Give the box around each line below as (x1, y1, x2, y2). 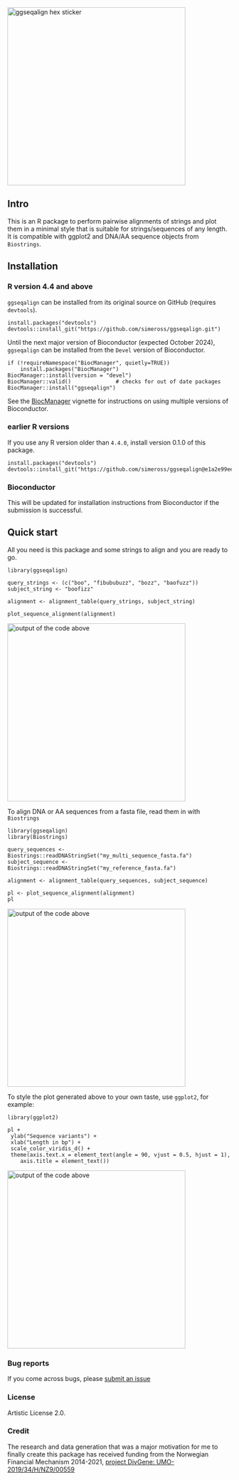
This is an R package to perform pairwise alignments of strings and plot (7, 217, 217, 225)
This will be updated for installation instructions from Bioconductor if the (7, 499, 219, 507)
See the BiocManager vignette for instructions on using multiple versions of (7, 397, 229, 405)
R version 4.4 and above (7, 281, 93, 291)
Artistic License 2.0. (7, 1408, 66, 1417)
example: (7, 1100, 34, 1108)
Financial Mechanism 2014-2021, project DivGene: (7, 1457, 155, 1466)
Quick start (7, 526, 58, 538)
